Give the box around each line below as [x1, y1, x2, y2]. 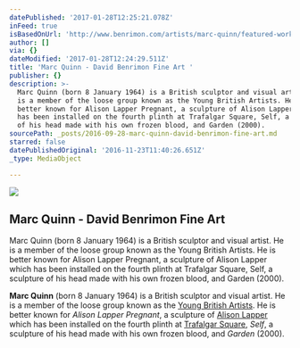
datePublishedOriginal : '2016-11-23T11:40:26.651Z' [9, 145, 205, 154]
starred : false [9, 137, 66, 146]
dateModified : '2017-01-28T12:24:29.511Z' [9, 54, 170, 63]
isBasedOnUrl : [9, 29, 62, 38]
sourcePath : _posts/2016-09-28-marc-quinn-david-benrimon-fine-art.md [9, 129, 278, 138]
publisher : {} [9, 71, 62, 80]
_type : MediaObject [9, 153, 82, 163]
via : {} [9, 46, 38, 55]
